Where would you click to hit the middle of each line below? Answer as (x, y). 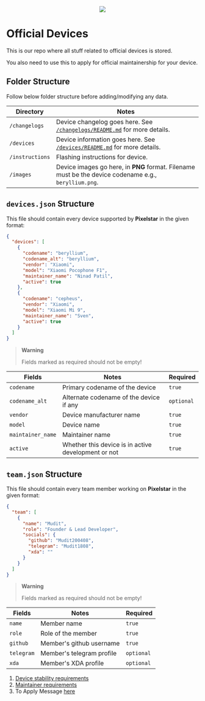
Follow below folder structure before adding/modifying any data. (87, 96)
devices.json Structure (50, 204)
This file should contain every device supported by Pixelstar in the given (98, 218)
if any (70, 405)
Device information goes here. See (106, 139)
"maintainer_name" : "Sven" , (58, 316)
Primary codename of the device (109, 387)
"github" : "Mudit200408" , (61, 541)
